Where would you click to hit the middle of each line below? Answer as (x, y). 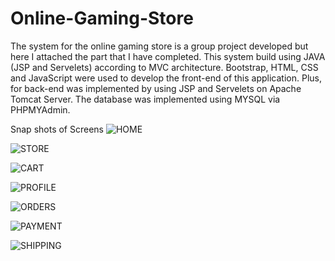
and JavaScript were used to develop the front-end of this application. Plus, (166, 78)
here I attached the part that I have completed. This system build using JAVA (168, 56)
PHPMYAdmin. (40, 109)
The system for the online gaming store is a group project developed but (159, 46)
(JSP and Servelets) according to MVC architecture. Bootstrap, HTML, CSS (164, 67)
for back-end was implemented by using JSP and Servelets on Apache (156, 88)
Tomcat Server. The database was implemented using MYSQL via (145, 99)
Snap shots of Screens (57, 129)
